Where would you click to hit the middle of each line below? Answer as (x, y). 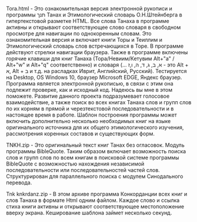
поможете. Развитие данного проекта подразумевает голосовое (88, 96)
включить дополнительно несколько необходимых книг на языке (89, 121)
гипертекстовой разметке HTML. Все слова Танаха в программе (88, 21)
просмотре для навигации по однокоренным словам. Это (79, 34)
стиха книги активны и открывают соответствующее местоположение (95, 206)
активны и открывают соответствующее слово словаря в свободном (94, 27)
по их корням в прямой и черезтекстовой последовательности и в (90, 109)
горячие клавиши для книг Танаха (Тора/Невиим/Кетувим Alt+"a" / (90, 59)
